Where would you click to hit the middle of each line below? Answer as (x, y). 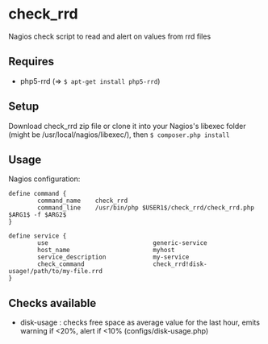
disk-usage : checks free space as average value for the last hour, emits (140, 322)
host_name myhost (106, 251)
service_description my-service (113, 257)
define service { (38, 236)
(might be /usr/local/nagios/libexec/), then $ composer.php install (119, 135)
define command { (38, 194)
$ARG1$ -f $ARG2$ (38, 215)
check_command (61, 264)
